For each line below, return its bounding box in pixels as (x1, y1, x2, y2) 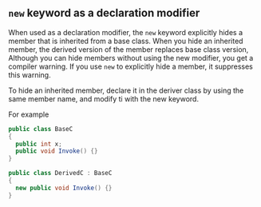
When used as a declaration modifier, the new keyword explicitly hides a (8, 27, 243, 37)
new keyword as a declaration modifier (8, 6, 200, 20)
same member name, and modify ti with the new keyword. (8, 94, 200, 103)
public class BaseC (8, 125, 73, 133)
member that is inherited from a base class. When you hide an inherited (8, 36, 243, 46)
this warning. (8, 70, 51, 79)
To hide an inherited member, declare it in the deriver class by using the (8, 86, 244, 95)
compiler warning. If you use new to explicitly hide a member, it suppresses (8, 62, 253, 71)
